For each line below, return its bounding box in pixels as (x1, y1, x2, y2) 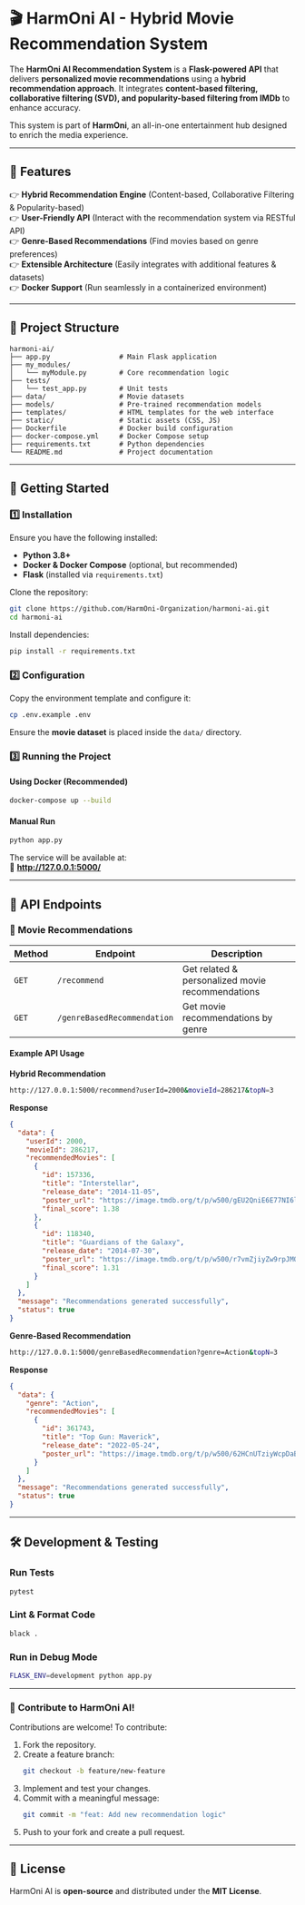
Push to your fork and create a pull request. (22, 1826, 186, 1837)
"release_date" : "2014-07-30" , (42, 1246, 161, 1256)
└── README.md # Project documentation (9, 447, 213, 457)
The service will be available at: (9, 852, 127, 863)
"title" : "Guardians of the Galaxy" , (42, 1238, 184, 1247)
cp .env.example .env (9, 711, 92, 720)
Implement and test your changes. (22, 1782, 152, 1793)
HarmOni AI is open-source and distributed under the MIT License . (9, 1885, 262, 1896)
